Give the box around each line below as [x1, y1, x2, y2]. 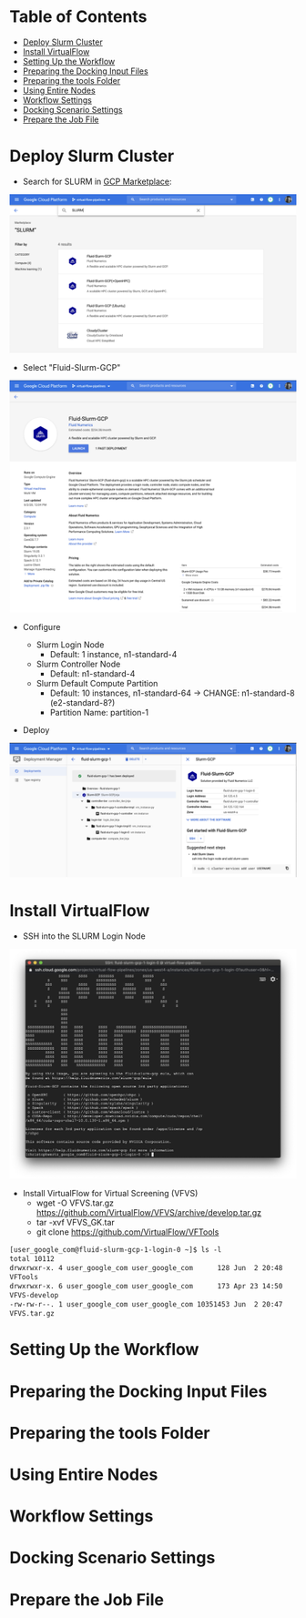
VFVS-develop [9, 1291, 59, 1300]
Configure [22, 621, 61, 632]
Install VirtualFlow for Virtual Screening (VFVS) [22, 1188, 199, 1199]
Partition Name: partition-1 [49, 707, 148, 717]
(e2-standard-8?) [49, 697, 116, 707]
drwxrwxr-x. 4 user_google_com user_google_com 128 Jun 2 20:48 [9, 1264, 283, 1273]
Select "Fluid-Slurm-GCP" [22, 362, 121, 373]
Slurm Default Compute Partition [36, 677, 158, 688]
